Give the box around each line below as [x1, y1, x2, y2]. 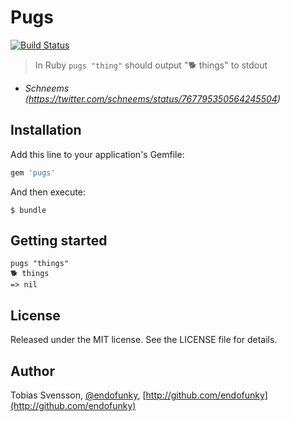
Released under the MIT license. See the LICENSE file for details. [10, 334, 278, 346]
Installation [10, 122, 82, 139]
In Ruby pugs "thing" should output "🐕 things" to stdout [34, 59, 268, 71]
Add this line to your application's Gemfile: [10, 148, 185, 160]
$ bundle [10, 205, 47, 215]
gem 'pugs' [10, 167, 56, 178]
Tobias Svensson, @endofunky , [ [10, 389, 147, 401]
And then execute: [10, 186, 86, 198]
